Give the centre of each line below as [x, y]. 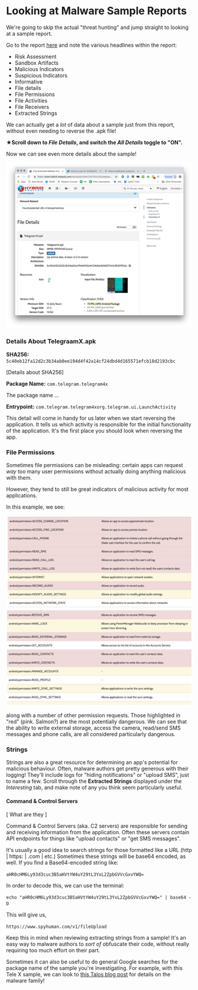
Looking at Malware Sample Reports [97, 11]
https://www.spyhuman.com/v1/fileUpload [57, 927]
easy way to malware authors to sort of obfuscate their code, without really [98, 944]
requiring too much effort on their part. [53, 950]
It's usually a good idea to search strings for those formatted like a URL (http [99, 850]
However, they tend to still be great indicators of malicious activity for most [98, 489]
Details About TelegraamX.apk [51, 342]
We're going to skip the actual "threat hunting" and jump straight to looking [98, 27]
